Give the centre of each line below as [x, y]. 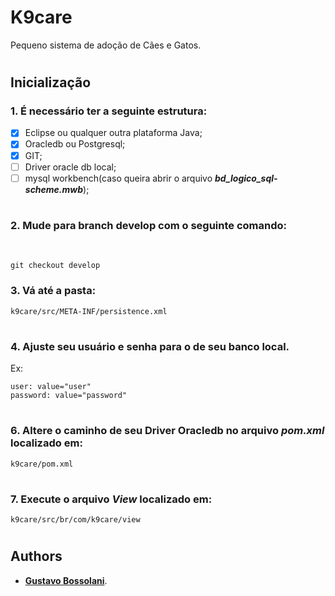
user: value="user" [51, 387]
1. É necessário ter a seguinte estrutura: [109, 111]
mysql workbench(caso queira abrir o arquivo [118, 178]
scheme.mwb [54, 189]
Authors [36, 556]
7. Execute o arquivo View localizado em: [111, 499]
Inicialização [51, 82]
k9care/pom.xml [42, 464]
